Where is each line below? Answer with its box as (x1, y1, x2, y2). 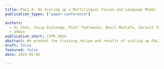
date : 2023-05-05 (5, 52, 41, 57)
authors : (5, 20, 23, 25)
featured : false (5, 47, 38, 52)
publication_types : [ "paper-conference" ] (5, 12, 91, 17)
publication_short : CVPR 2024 (5, 34, 67, 39)
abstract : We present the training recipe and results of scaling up (5, 38, 150, 44)
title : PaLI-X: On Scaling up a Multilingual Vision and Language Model (5, 7, 156, 12)
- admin (9, 30, 25, 34)
